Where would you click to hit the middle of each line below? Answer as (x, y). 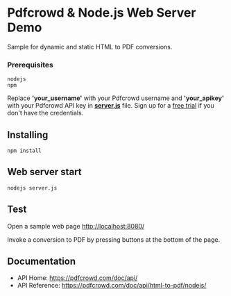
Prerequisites (30, 65)
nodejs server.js (32, 188)
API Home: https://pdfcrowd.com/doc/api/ (77, 278)
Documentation (42, 262)
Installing (28, 134)
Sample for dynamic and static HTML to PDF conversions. (90, 47)
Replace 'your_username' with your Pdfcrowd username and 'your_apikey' (115, 98)
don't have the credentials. (45, 113)
